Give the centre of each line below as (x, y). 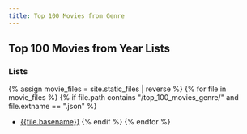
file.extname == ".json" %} (53, 107)
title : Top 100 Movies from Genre (67, 16)
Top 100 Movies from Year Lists (89, 49)
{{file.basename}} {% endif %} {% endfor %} (95, 122)
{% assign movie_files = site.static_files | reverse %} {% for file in (117, 89)
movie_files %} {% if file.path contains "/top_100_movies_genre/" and (123, 98)
